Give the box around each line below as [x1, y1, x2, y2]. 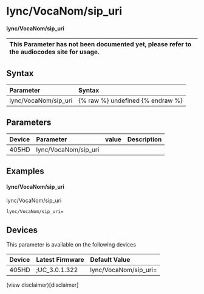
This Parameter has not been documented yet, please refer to [9, 40, 192, 49]
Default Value [90, 256, 131, 264]
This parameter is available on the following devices [6, 241, 137, 248]
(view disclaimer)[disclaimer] [6, 281, 79, 289]
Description [127, 135, 162, 144]
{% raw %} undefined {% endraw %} [78, 96, 183, 105]
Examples [6, 166, 44, 177]
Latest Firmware [36, 256, 84, 264]
